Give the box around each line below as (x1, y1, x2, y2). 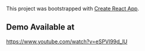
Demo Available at (6, 22, 75, 32)
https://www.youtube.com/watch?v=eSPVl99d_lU (6, 38, 128, 45)
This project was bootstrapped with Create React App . (6, 5, 140, 12)
